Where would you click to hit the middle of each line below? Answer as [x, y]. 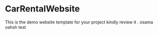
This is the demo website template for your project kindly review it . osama [79, 22]
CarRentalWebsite [43, 9]
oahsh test [15, 27]
